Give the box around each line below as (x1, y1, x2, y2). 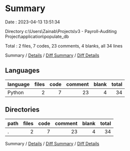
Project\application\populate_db (5, 34, 69, 39)
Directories (5, 105, 40, 114)
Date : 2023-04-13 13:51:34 (5, 19, 60, 25)
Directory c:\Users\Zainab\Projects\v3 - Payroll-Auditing (5, 28, 117, 34)
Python (7, 89, 24, 96)
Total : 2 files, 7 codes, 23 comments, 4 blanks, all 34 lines (5, 43, 123, 49)
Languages (5, 67, 40, 75)
